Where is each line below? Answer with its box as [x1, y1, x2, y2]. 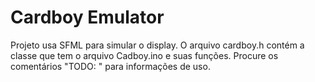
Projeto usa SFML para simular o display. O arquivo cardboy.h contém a [10, 39, 305, 51]
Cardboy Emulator [10, 6, 165, 29]
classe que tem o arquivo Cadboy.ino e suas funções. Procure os [10, 49, 279, 61]
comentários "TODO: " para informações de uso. [10, 60, 211, 72]
